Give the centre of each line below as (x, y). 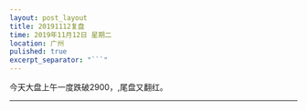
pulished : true (38, 52)
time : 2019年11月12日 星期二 (61, 35)
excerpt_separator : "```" (58, 60)
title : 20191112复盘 (47, 26)
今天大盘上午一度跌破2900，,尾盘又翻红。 (89, 87)
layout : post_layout (49, 18)
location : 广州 (37, 43)
